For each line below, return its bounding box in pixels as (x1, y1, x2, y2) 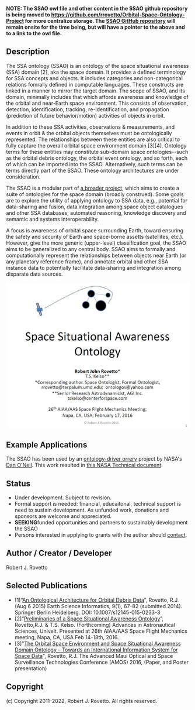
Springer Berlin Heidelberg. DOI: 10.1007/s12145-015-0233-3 (14, 609, 161, 616)
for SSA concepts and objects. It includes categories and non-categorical (6, 74, 183, 81)
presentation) (14, 664, 47, 672)
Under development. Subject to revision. (14, 494, 112, 501)
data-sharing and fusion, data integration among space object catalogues (6, 203, 183, 210)
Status (6, 478, 31, 488)
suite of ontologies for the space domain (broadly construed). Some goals (6, 190, 184, 198)
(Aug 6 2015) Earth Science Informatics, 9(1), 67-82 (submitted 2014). (14, 602, 183, 609)
